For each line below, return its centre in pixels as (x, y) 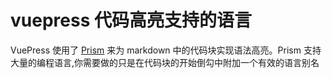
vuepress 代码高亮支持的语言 (131, 20)
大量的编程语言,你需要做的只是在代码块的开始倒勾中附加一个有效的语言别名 (165, 62)
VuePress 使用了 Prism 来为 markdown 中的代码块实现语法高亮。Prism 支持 (166, 50)
